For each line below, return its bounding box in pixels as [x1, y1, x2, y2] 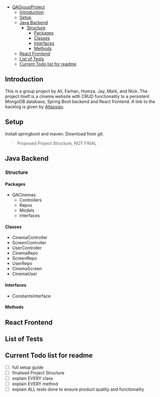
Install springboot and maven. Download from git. [5, 131, 104, 137]
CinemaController [12, 235, 48, 240]
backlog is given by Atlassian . [5, 103, 65, 109]
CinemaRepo [12, 250, 38, 256]
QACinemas [12, 192, 36, 198]
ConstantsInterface [12, 293, 51, 299]
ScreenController [12, 240, 47, 246]
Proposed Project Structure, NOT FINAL [17, 140, 97, 146]
